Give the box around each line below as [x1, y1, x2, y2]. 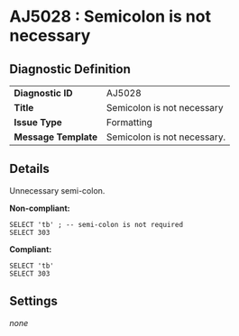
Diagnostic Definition [9, 61, 131, 77]
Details [9, 161, 50, 177]
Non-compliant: [9, 203, 70, 213]
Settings [9, 294, 59, 309]
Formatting [106, 116, 153, 128]
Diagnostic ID [14, 87, 73, 99]
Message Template [14, 131, 98, 143]
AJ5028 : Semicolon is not [9, 6, 212, 27]
